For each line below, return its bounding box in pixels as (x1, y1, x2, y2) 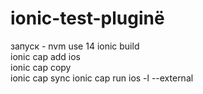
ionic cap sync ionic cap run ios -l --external (10, 72, 194, 84)
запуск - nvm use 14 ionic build (10, 40, 140, 52)
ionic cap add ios (10, 50, 82, 62)
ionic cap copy (10, 61, 72, 73)
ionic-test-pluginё (10, 7, 165, 30)
